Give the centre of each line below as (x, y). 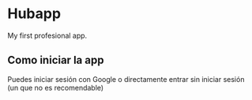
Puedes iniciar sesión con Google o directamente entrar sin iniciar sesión (126, 79)
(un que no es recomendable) (56, 87)
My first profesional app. (47, 35)
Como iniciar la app (56, 60)
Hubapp (34, 14)
